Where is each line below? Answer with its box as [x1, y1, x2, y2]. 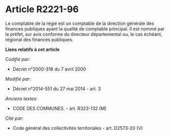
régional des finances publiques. [5, 37, 74, 43]
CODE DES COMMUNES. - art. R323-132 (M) [12, 105, 107, 111]
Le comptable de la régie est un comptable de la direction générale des [5, 20, 154, 26]
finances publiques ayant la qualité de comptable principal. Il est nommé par [5, 25, 165, 31]
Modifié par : [5, 76, 31, 82]
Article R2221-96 [5, 4, 79, 15]
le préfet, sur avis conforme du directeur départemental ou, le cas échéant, [5, 31, 162, 37]
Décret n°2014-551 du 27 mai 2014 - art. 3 [12, 85, 101, 92]
